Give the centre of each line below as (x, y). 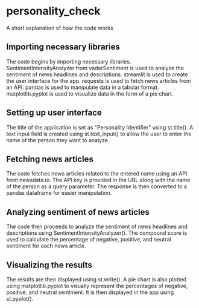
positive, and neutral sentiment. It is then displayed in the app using (90, 292)
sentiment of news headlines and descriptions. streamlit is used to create (97, 74)
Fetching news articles (50, 159)
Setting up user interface (54, 113)
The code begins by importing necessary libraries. (69, 61)
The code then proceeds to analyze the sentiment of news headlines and (97, 227)
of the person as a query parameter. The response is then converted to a (97, 186)
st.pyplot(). (20, 299)
